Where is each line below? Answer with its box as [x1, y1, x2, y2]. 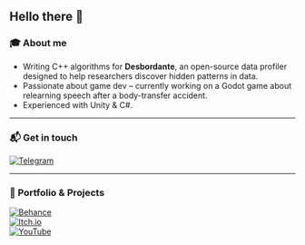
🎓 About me [9, 37, 67, 50]
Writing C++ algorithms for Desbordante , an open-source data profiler [22, 61, 288, 72]
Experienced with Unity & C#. [22, 99, 133, 110]
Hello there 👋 [9, 9, 84, 24]
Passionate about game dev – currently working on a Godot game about [22, 80, 292, 91]
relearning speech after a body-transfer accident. [22, 90, 208, 101]
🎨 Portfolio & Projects [9, 186, 105, 199]
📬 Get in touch [9, 131, 78, 143]
